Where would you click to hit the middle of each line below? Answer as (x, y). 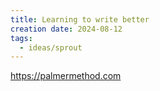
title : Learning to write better (80, 19)
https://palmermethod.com (66, 76)
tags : (21, 38)
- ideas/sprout (51, 47)
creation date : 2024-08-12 (66, 29)
